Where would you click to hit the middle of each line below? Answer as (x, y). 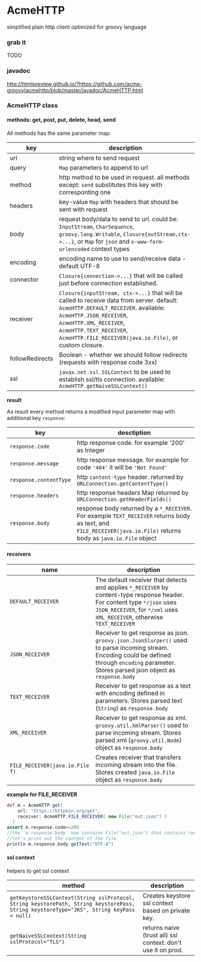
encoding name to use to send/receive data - (123, 258)
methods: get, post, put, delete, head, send (61, 120)
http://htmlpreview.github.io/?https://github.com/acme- (75, 83)
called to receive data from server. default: (119, 300)
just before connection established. (109, 283)
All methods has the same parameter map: (59, 133)
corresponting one (85, 192)
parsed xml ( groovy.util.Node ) (139, 740)
